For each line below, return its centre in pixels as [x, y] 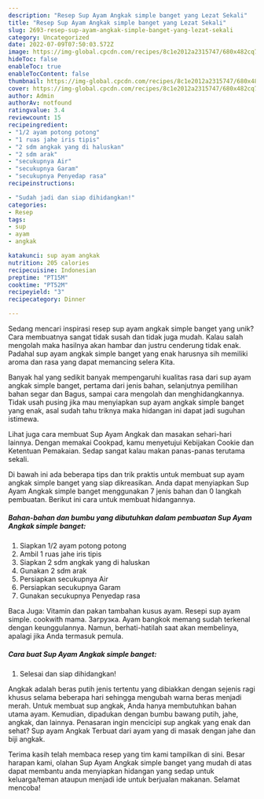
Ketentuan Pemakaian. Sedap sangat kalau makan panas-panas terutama [126, 451]
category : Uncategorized [49, 37]
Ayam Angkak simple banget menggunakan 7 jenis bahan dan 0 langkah [125, 491]
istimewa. [24, 419]
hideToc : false [33, 60]
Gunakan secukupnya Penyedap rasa [80, 596]
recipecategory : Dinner [47, 299]
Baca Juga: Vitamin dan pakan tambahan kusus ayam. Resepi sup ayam [125, 610]
